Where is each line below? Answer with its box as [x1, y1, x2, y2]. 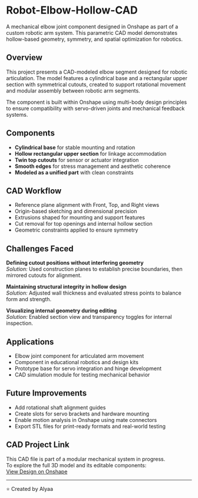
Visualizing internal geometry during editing [6, 307, 117, 314]
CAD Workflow [6, 186, 62, 196]
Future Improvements [6, 388, 87, 398]
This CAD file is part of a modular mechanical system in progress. [6, 455, 166, 463]
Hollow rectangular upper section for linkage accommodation [14, 150, 167, 157]
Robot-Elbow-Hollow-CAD [6, 4, 138, 17]
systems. [6, 111, 28, 118]
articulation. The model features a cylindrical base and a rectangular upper [6, 74, 187, 81]
